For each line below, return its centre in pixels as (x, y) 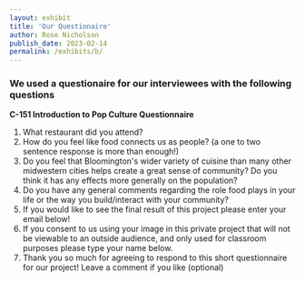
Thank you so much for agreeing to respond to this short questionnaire (155, 258)
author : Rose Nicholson (54, 35)
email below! (46, 219)
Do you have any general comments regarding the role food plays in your (159, 190)
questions (32, 95)
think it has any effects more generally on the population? (130, 181)
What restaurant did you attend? (83, 132)
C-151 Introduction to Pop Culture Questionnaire (102, 115)
